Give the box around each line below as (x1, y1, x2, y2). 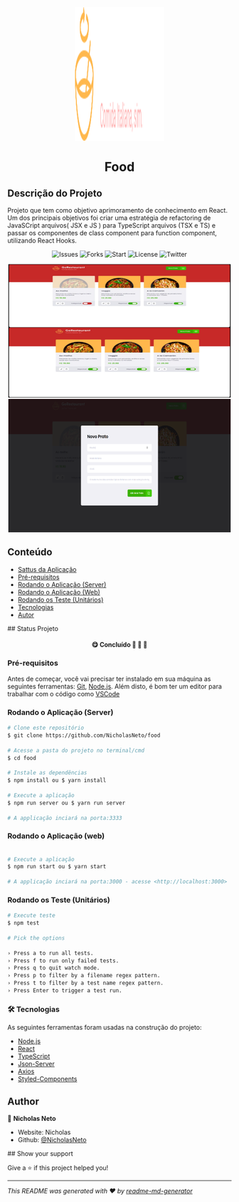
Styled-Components (17, 1075, 78, 1083)
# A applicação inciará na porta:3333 (7, 814, 122, 821)
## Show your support (7, 1149, 73, 1158)
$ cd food (7, 754, 37, 762)
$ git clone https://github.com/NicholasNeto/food (7, 732, 161, 739)
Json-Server (17, 1060, 55, 1068)
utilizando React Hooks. (7, 236, 77, 245)
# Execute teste (7, 912, 55, 920)
